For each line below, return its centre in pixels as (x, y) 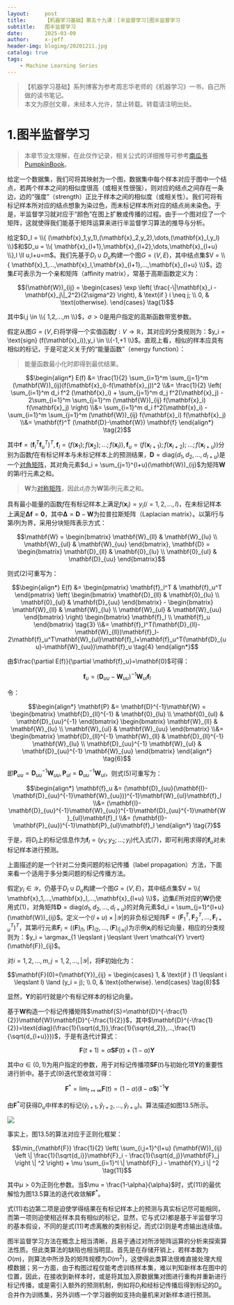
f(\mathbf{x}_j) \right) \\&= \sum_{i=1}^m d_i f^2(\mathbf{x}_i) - (117, 408)
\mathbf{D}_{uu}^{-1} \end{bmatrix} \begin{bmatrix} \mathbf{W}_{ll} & (117, 721)
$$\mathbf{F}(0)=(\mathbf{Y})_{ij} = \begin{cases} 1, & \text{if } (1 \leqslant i (117, 975)
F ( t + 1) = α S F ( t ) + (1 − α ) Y (117, 1050)
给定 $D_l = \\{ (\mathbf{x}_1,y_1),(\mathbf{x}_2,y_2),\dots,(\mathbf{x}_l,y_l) (114, 238)
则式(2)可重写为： (33, 574)
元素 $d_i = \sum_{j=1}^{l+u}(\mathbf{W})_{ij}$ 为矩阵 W (147, 465)
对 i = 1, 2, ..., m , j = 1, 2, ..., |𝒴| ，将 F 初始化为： (71, 961)
